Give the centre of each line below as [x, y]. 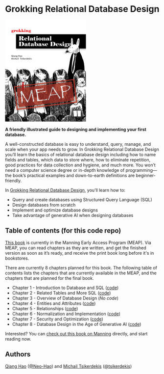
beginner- [146, 175]
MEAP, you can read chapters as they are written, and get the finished [76, 248]
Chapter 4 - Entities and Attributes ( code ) [54, 303]
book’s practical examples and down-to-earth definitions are [74, 175]
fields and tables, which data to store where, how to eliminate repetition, [78, 160]
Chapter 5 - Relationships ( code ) [45, 308]
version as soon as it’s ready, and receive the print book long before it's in [80, 253]
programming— [141, 170]
